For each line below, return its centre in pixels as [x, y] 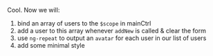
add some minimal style [51, 45]
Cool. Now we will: [34, 10]
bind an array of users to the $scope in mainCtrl [84, 23]
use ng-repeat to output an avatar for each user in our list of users [112, 38]
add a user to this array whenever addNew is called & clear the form [111, 31]
